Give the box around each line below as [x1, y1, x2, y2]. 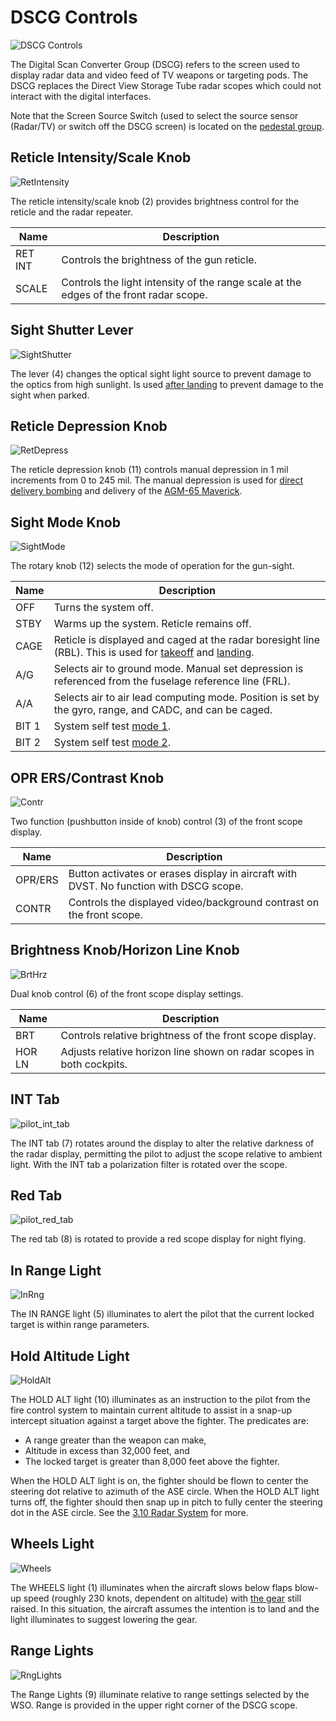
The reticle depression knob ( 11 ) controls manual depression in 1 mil [10, 464, 289, 476]
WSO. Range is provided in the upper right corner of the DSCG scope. [10, 1699, 298, 1711]
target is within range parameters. [10, 1319, 150, 1331]
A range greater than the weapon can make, [24, 1434, 207, 1446]
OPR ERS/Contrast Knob [10, 769, 165, 786]
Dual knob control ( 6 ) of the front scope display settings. [10, 987, 244, 1000]
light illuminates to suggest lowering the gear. [10, 1613, 198, 1625]
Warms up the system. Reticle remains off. [53, 617, 252, 631]
